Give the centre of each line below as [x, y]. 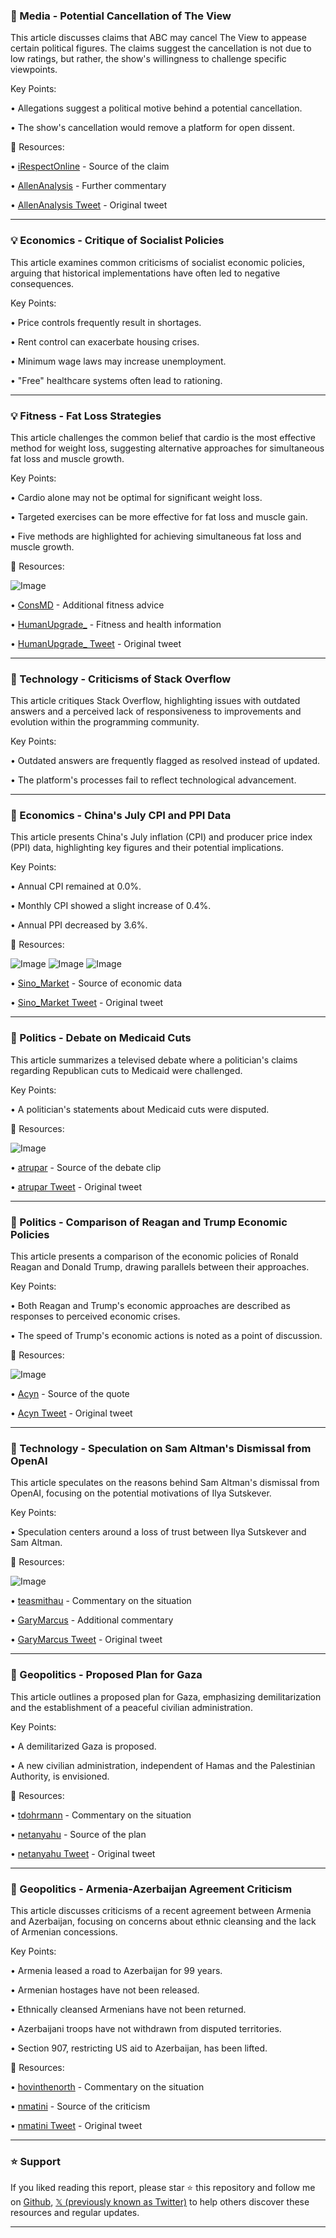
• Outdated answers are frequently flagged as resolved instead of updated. [165, 761]
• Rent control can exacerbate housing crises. [105, 341]
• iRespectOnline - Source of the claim [90, 166]
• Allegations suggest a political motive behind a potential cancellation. [156, 108]
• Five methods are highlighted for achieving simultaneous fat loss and [156, 536]
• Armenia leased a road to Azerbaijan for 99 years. [116, 1970]
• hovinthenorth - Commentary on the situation [107, 2086]
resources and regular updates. [75, 2213]
